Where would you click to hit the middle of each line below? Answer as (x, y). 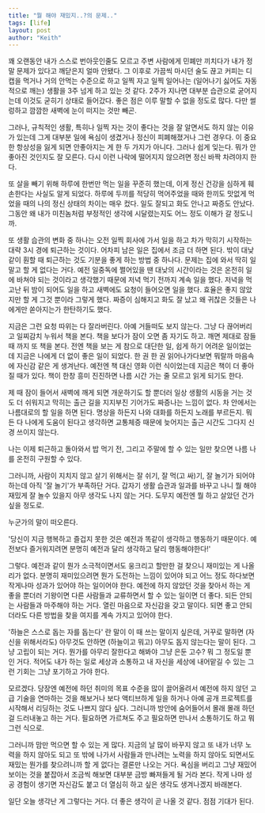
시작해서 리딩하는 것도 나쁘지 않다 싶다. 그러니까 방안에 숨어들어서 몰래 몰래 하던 (132, 709)
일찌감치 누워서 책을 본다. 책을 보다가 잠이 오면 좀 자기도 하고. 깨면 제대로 (129, 336)
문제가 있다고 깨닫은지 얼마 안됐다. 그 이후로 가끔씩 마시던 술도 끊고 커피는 (130, 71)
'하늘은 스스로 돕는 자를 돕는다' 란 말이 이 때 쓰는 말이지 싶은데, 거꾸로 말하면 (126, 632)
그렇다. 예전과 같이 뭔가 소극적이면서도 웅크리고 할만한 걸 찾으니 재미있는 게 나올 (132, 566)
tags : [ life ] (30, 23)
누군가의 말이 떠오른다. (43, 522)
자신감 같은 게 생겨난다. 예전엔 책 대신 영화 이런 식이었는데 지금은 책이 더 (128, 366)
